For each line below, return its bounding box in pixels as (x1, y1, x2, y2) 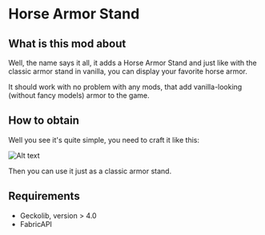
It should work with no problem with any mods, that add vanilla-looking (8, 82, 243, 91)
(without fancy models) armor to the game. (8, 91, 150, 100)
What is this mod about (8, 37, 126, 51)
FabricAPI (19, 219, 52, 229)
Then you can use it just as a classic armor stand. (8, 166, 172, 176)
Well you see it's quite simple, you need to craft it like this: (8, 135, 200, 144)
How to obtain (8, 114, 80, 128)
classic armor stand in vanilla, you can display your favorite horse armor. (8, 67, 248, 76)
